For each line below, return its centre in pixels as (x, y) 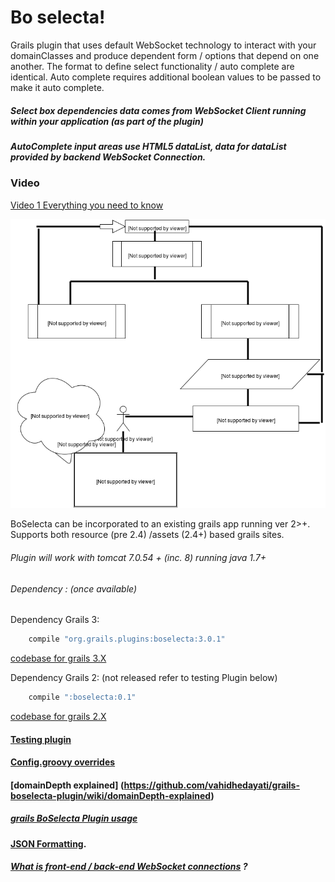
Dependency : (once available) (74, 588)
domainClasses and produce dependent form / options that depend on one (165, 55)
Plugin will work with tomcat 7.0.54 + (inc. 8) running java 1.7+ (138, 557)
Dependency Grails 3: (55, 620)
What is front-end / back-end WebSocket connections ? (129, 867)
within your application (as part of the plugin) (107, 121)
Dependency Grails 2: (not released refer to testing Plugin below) (144, 678)
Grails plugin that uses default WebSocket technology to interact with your (163, 45)
